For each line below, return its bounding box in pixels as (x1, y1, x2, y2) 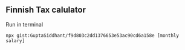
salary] (5, 37, 25, 44)
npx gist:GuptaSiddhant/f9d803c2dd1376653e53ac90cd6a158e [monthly (5, 33, 180, 39)
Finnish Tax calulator (5, 5, 86, 15)
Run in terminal (5, 20, 44, 28)
